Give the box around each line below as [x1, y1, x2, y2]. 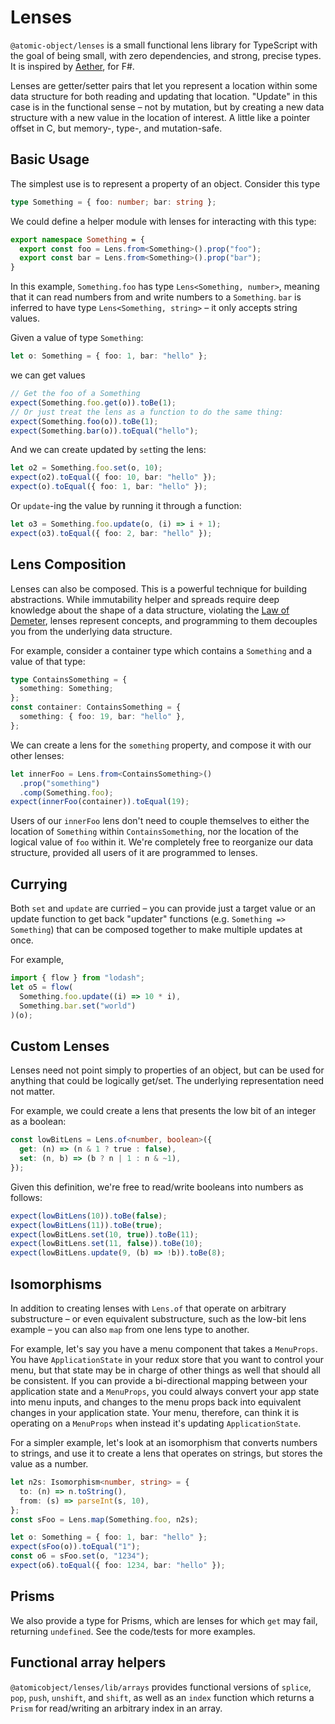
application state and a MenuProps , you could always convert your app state [10, 1386, 320, 1397]
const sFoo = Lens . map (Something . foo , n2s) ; [10, 1514, 199, 1525]
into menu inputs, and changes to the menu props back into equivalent [10, 1396, 302, 1408]
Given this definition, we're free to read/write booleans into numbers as [10, 1181, 304, 1193]
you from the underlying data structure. [10, 625, 173, 637]
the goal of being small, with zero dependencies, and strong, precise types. [10, 49, 322, 61]
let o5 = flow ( [10, 982, 74, 992]
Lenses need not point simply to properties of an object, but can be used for [10, 1064, 325, 1076]
